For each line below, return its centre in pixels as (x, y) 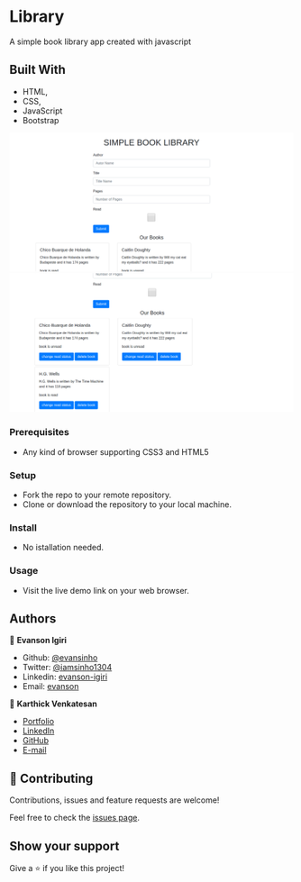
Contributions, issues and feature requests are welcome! (114, 800)
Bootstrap (41, 120)
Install (23, 527)
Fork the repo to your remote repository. (97, 495)
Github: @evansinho (60, 658)
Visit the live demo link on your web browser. (105, 590)
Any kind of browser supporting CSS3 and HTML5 (115, 451)
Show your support (64, 846)
